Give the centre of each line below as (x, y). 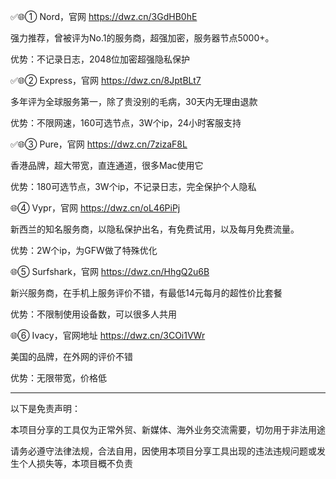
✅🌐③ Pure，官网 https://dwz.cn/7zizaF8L (99, 144)
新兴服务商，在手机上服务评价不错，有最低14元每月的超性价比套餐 (146, 293)
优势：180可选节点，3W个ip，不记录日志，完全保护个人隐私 (133, 186)
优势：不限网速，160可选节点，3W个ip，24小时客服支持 (126, 123)
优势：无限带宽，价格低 (58, 378)
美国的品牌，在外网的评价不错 (71, 356)
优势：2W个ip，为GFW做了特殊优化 (84, 250)
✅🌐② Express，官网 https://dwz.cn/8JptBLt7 (106, 80)
